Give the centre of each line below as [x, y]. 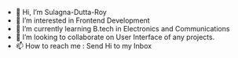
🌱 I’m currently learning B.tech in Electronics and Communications [123, 29]
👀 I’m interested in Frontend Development [83, 20]
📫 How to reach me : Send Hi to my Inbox [83, 46]
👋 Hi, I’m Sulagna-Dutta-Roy [61, 12]
